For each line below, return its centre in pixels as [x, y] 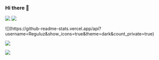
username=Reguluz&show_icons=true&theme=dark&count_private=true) [80, 34]
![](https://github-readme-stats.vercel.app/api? [53, 29]
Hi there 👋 [17, 8]
